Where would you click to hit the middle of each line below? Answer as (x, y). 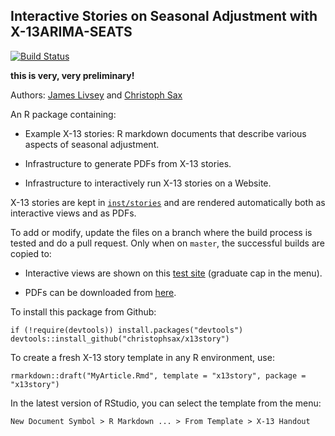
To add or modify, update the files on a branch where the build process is (161, 232)
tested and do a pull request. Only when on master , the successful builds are (168, 243)
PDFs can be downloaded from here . (100, 292)
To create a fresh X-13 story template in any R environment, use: (142, 357)
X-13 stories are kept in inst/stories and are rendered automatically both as (168, 202)
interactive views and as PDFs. (73, 213)
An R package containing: (63, 114)
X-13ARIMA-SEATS (71, 32)
